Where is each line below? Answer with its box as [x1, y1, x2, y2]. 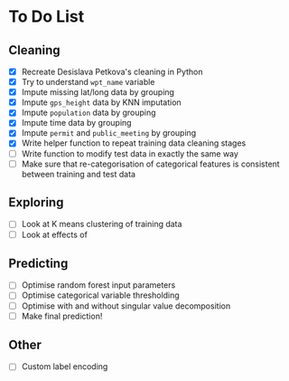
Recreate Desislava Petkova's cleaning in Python [21, 66, 203, 77]
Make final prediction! [21, 310, 103, 321]
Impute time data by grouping [21, 118, 132, 129]
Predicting [8, 255, 69, 271]
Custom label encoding [21, 361, 108, 372]
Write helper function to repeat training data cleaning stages [21, 138, 247, 148]
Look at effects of [21, 229, 88, 240]
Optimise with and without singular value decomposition [21, 300, 231, 311]
